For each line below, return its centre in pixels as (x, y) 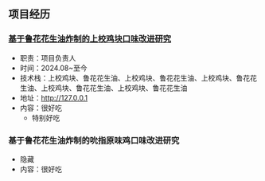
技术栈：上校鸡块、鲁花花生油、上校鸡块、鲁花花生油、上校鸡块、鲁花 (135, 77)
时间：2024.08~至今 (53, 68)
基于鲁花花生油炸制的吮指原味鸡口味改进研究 (94, 140)
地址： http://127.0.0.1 (54, 97)
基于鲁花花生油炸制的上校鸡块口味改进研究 (90, 39)
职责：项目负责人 (48, 57)
